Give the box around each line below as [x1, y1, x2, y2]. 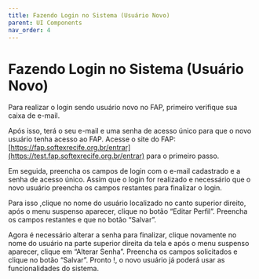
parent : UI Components [8, 19, 82, 27]
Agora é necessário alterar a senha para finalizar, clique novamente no [8, 230, 237, 240]
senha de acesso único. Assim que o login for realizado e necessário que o [8, 174, 251, 185]
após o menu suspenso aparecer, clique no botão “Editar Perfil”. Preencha [8, 207, 248, 216]
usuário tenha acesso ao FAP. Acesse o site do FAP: [8, 134, 177, 144]
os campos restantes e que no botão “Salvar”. [8, 215, 157, 225]
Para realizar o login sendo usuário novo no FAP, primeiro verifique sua [8, 103, 238, 112]
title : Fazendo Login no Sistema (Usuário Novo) [8, 11, 170, 20]
